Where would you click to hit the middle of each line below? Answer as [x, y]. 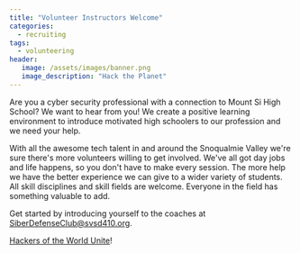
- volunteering [46, 51]
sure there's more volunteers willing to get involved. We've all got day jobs [147, 158]
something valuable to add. [60, 195]
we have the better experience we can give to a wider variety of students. [146, 177]
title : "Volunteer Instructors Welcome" [86, 18]
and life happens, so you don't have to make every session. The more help [148, 167]
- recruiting [42, 34]
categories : [32, 26]
